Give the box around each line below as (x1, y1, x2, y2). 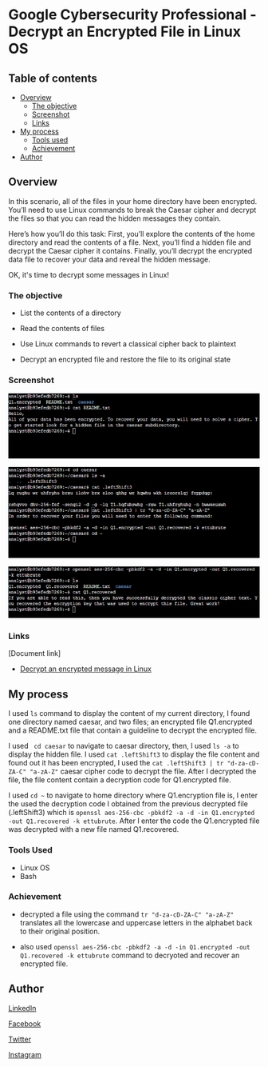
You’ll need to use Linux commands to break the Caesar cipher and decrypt (8, 205, 257, 214)
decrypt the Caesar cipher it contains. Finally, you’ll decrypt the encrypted (8, 246, 253, 255)
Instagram (8, 1049, 41, 1059)
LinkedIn (8, 1003, 37, 1013)
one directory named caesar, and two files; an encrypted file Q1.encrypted (8, 717, 253, 727)
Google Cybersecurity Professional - (8, 6, 257, 24)
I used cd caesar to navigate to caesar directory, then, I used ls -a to (8, 741, 239, 751)
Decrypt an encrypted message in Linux (19, 664, 152, 673)
